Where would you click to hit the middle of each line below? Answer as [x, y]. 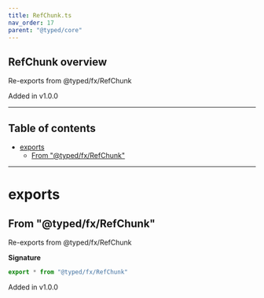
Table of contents [52, 128]
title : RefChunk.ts [40, 15]
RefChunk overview [58, 62]
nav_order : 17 [31, 23]
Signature [25, 258]
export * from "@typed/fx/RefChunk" [68, 272]
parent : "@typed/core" [45, 30]
